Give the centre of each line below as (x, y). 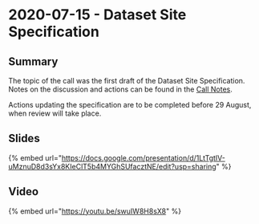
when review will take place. (55, 113)
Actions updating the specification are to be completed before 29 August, (130, 105)
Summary (33, 61)
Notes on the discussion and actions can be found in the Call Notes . (120, 89)
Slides (24, 138)
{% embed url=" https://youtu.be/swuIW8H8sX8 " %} (95, 211)
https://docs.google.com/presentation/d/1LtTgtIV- (144, 157)
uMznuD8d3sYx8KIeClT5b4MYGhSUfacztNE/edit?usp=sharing (112, 166)
